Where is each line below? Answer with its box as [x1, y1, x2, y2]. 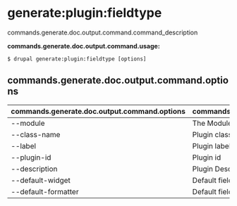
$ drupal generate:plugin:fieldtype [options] [7, 55, 147, 63]
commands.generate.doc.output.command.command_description [7, 28, 198, 37]
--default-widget [11, 175, 71, 185]
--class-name [11, 129, 61, 139]
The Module [192, 118, 233, 128]
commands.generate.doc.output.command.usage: [7, 41, 160, 50]
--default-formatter [11, 186, 79, 196]
